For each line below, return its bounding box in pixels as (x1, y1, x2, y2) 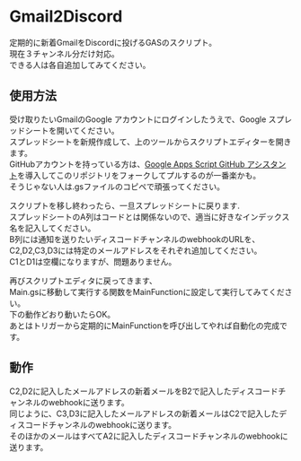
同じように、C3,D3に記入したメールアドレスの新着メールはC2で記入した (9, 408, 279, 419)
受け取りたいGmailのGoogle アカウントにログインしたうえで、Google (9, 114, 267, 125)
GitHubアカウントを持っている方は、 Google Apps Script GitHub (9, 159, 245, 170)
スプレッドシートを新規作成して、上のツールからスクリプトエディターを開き (9, 136, 292, 147)
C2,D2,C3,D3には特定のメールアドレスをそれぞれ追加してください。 (9, 245, 262, 256)
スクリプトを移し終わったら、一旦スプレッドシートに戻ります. (9, 200, 241, 211)
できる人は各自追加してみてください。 (9, 59, 151, 70)
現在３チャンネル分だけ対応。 (9, 48, 120, 59)
